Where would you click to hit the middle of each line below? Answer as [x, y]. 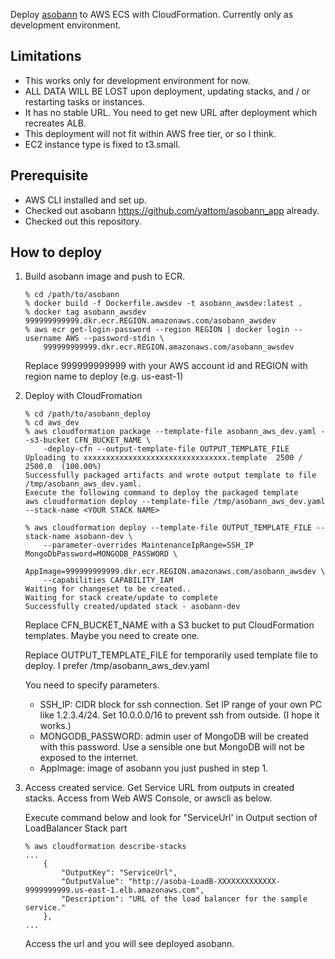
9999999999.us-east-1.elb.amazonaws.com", [114, 890]
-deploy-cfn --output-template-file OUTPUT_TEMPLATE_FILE [166, 449]
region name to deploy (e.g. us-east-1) [104, 376]
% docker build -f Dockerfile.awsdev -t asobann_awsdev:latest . [163, 304]
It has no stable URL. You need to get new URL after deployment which [171, 112]
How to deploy [56, 252]
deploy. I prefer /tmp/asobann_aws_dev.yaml [117, 666]
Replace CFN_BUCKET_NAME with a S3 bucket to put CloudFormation [169, 625]
